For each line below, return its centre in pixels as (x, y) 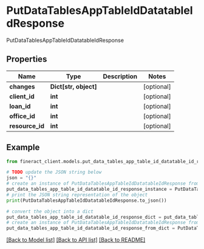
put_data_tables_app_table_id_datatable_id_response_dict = (84, 217)
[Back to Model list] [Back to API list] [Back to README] (76, 240)
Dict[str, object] (73, 87)
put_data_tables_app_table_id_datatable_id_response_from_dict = (90, 228)
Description (120, 76)
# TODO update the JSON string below (54, 172)
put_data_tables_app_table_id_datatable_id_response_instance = (89, 189)
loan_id (20, 106)
